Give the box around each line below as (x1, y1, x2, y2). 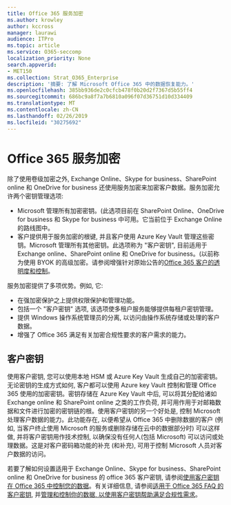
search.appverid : (7, 61, 57, 68)
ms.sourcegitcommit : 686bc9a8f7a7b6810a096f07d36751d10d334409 (7, 94, 193, 101)
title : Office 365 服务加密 (7, 10, 84, 17)
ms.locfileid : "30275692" (7, 118, 81, 126)
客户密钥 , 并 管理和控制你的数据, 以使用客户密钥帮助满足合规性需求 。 (7, 491, 201, 499)
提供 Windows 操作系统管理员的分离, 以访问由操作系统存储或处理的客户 (17, 313, 220, 322)
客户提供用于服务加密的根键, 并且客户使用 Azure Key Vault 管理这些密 (17, 232, 215, 241)
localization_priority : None (7, 55, 91, 62)
